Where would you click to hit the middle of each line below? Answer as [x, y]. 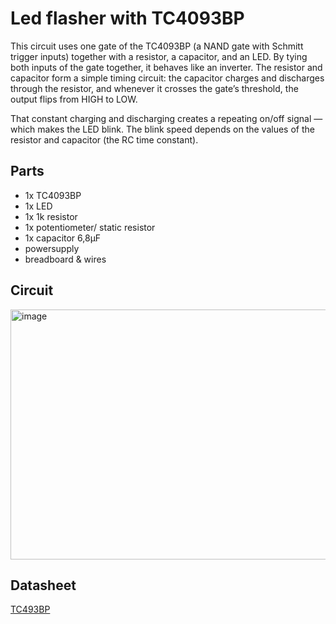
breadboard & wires [65, 259]
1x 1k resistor [51, 216]
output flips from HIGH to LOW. [74, 99]
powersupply [52, 248]
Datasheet [43, 585]
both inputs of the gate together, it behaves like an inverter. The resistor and [166, 67]
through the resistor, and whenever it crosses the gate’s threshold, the [154, 88]
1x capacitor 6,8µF [63, 238]
